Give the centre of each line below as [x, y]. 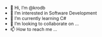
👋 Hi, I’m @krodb [28, 8]
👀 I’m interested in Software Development [54, 13]
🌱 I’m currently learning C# [38, 18]
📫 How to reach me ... [33, 29]
